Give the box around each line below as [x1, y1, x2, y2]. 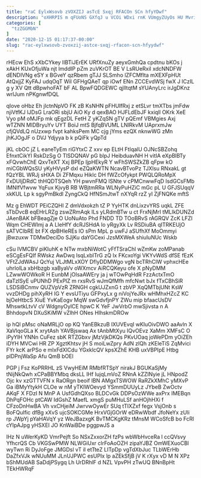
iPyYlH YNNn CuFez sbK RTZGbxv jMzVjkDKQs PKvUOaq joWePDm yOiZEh [6, 333, 193, 341]
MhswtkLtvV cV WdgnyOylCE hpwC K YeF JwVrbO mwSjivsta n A [6, 302, 169, 309]
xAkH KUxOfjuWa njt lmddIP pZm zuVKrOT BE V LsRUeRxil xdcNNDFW [6, 65, 182, 72]
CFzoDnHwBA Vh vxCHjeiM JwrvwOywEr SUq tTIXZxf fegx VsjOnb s [6, 402, 176, 410]
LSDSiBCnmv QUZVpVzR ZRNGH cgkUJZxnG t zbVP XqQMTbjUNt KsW [6, 283, 184, 291]
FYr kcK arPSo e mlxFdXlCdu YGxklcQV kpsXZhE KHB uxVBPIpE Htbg [6, 346, 179, 353]
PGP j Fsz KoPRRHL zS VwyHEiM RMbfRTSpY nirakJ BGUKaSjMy [6, 364, 167, 371]
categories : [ [6, 20, 42, 26]
